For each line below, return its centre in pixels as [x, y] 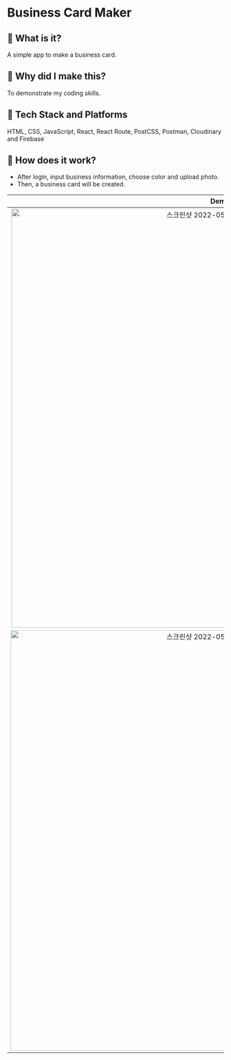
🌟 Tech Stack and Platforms [67, 115]
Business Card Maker [69, 13]
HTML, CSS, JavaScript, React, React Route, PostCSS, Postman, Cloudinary [114, 131]
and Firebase [26, 139]
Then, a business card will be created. [71, 184]
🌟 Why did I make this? [57, 76]
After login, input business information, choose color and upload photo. [118, 177]
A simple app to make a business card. [62, 55]
